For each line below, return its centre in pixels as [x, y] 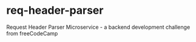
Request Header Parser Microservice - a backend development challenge [98, 27]
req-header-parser [55, 10]
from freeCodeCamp [32, 33]
